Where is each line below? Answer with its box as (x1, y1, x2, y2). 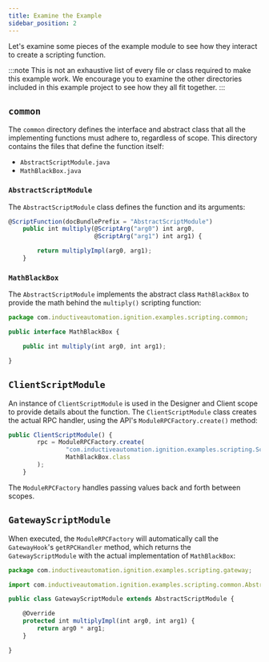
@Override (22, 610, 56, 618)
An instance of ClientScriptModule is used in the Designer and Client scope (8, 398, 259, 408)
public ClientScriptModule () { (8, 430, 113, 439)
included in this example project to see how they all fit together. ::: (8, 82, 226, 92)
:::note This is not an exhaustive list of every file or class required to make (8, 65, 251, 75)
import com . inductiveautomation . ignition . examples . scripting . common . (8, 580, 246, 589)
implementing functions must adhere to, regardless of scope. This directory (8, 133, 258, 143)
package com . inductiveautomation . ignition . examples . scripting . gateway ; (8, 566, 252, 574)
